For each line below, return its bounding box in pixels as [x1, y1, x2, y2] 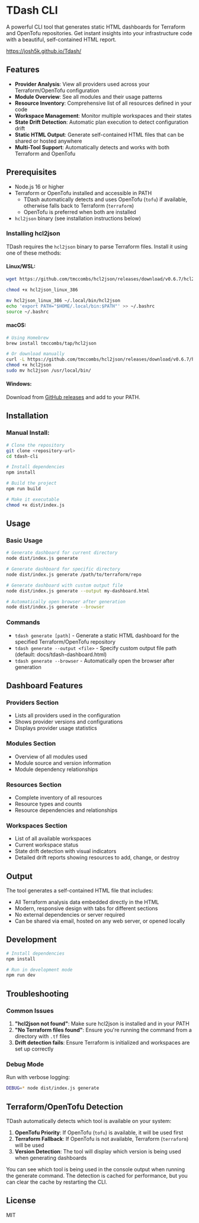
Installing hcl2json [6, 230, 60, 238]
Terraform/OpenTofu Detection [6, 1102, 123, 1112]
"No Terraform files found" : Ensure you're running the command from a [14, 1027, 192, 1034]
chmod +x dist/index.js [6, 502, 65, 508]
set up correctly [14, 1045, 54, 1053]
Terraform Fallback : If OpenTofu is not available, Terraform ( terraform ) [14, 1136, 189, 1143]
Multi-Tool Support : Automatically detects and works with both [14, 143, 170, 150]
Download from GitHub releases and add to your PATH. [6, 394, 141, 401]
